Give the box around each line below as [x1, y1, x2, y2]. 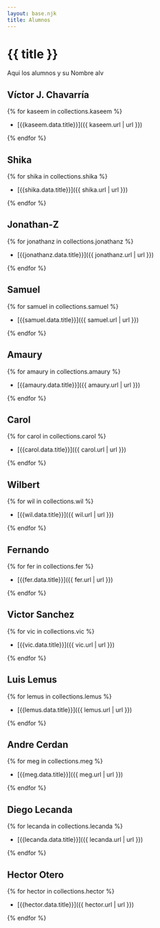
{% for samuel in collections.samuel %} [7, 302, 119, 310]
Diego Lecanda [7, 804, 73, 816]
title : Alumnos [7, 17, 51, 23]
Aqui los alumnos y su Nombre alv [7, 69, 104, 77]
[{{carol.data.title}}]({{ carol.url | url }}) [16, 445, 127, 454]
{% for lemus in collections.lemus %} [7, 692, 112, 700]
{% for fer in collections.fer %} [7, 562, 94, 570]
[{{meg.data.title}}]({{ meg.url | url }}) [16, 770, 124, 779]
